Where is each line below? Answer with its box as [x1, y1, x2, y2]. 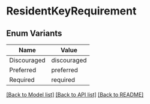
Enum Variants [6, 28, 62, 38]
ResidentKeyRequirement [6, 4, 137, 18]
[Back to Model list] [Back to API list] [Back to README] [6, 91, 144, 98]
